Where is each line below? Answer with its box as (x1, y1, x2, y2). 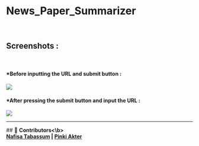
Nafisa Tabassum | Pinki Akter (6, 133, 82, 140)
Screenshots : (6, 41, 59, 51)
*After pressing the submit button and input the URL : (6, 97, 140, 104)
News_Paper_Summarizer (6, 4, 136, 18)
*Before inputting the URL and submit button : (6, 70, 122, 78)
